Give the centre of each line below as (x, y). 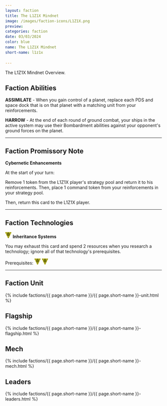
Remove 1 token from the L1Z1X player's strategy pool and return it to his (79, 182)
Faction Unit (24, 283)
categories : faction (27, 32)
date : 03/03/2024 (23, 37)
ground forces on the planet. (34, 131)
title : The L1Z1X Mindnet (32, 16)
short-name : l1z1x (24, 52)
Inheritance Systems (34, 237)
